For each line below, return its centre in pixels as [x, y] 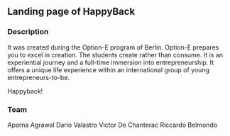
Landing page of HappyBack [71, 12]
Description [28, 32]
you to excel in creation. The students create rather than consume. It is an [115, 55]
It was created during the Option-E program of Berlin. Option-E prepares [113, 47]
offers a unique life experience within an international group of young [108, 69]
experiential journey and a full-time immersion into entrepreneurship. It [111, 62]
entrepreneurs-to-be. [38, 77]
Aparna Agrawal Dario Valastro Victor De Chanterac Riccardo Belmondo [113, 125]
